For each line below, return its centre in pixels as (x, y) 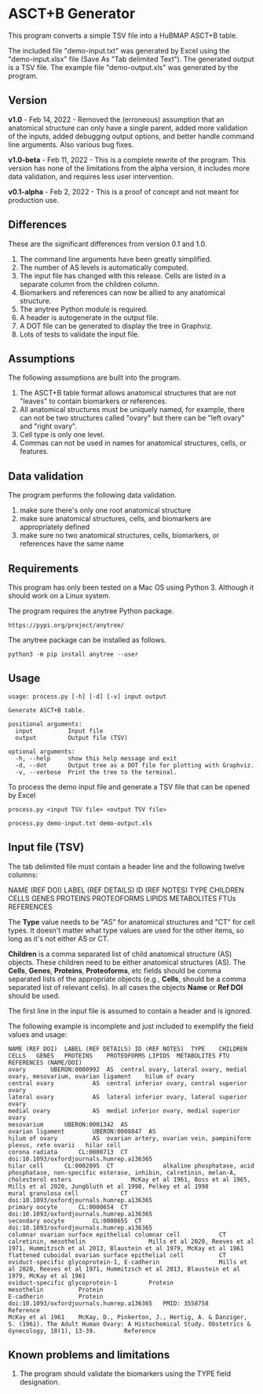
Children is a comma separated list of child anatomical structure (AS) (120, 954)
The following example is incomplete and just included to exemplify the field (131, 1026)
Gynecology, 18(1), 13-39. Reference (82, 1331)
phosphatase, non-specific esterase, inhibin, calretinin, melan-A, (122, 1172)
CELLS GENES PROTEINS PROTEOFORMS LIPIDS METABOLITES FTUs (122, 898)
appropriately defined (55, 527)
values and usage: (38, 1034)
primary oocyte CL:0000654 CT (68, 1207)
